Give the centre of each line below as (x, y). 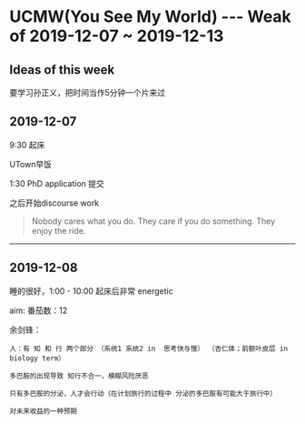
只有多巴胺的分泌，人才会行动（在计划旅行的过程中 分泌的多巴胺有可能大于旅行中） (143, 393)
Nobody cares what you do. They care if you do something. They (153, 221)
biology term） (37, 358)
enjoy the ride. (59, 230)
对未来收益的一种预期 (43, 411)
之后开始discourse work (54, 203)
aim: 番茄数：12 (39, 310)
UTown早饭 (31, 164)
